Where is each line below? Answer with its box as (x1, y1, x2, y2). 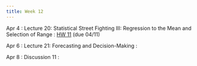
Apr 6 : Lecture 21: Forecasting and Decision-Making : (6, 42, 138, 49)
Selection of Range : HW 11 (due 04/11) (6, 30, 101, 38)
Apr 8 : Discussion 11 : (6, 53, 60, 60)
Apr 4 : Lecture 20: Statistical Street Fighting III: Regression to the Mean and (6, 25, 192, 32)
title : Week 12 (6, 8, 44, 15)
